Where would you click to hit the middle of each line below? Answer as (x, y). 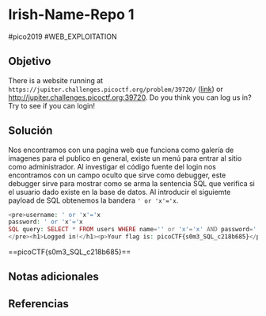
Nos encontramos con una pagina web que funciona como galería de (121, 150)
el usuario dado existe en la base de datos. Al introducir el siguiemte (120, 192)
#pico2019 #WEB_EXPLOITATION (63, 36)
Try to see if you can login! (51, 105)
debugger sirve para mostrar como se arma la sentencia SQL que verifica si (131, 183)
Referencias (39, 304)
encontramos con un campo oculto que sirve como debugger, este (117, 175)
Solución (30, 131)
